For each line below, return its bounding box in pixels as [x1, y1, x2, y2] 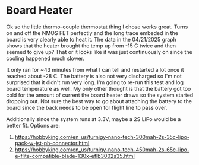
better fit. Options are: [6, 122, 61, 129]
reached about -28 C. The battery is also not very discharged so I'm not [6, 72, 182, 80]
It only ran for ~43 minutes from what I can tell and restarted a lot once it [6, 66, 184, 73]
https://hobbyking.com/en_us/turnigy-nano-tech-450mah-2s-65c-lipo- [14, 146, 190, 153]
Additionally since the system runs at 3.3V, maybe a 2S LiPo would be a [6, 115, 181, 122]
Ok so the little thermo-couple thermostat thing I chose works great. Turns [6, 23, 188, 30]
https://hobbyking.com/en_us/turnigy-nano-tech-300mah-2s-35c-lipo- [14, 133, 190, 140]
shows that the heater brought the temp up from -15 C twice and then [6, 42, 176, 49]
